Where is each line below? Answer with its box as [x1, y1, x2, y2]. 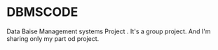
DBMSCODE [6, 4, 79, 20]
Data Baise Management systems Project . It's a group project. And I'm [6, 27, 211, 35]
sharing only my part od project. [6, 34, 100, 42]
